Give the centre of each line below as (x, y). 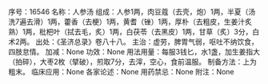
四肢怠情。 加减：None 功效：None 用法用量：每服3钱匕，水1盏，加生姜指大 (134, 52)
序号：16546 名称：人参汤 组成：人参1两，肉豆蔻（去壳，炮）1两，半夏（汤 (132, 12)
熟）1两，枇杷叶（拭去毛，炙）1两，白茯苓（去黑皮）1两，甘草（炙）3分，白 (134, 32)
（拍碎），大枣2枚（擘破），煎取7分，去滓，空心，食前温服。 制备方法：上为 (133, 62)
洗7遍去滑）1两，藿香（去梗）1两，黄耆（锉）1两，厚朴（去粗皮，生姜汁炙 (130, 22)
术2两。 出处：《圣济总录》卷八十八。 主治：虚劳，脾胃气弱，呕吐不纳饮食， (133, 42)
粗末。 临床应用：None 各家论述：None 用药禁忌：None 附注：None (121, 72)
